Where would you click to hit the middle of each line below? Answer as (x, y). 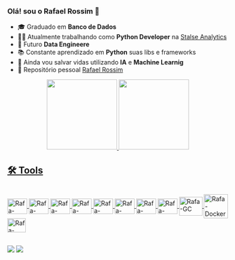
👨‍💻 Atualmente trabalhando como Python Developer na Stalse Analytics (122, 37)
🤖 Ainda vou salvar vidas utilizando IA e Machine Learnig (100, 62)
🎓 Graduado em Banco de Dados (67, 27)
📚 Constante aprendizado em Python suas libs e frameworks (107, 53)
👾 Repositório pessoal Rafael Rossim (70, 70)
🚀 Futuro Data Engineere (53, 44)
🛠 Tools (25, 170)
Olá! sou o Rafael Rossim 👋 (53, 11)
